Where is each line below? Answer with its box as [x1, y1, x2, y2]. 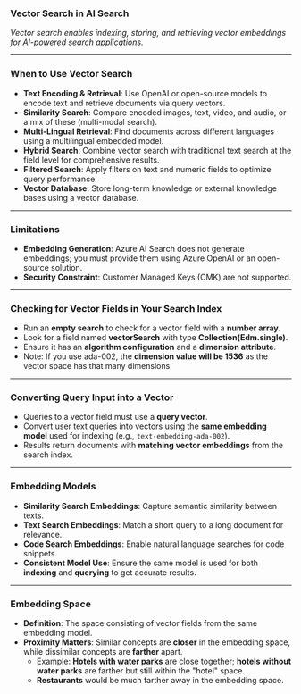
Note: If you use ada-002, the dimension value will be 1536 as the [22, 351, 269, 362]
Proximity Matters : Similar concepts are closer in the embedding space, [22, 637, 291, 648]
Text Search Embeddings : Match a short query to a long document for [22, 519, 284, 530]
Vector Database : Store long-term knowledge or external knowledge [22, 182, 278, 194]
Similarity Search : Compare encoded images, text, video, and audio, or [22, 106, 287, 118]
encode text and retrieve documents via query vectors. [22, 97, 226, 108]
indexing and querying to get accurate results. [22, 566, 196, 578]
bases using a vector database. [22, 192, 139, 203]
